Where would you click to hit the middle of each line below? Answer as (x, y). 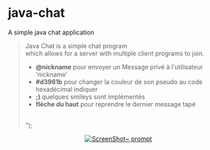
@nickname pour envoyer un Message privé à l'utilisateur (119, 67)
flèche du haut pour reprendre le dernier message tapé (115, 104)
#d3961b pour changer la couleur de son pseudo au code (119, 81)
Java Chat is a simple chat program (76, 46)
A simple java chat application (51, 32)
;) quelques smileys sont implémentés (90, 97)
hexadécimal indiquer (66, 89)
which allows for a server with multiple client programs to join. (114, 53)
